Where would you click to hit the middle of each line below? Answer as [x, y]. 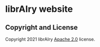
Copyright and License [41, 27]
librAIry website [39, 9]
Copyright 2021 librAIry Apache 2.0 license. [50, 39]
